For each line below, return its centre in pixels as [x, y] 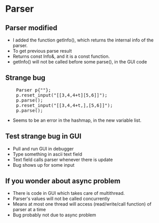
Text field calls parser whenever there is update [63, 160]
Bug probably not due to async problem [54, 215]
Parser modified [31, 28]
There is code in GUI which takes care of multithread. [69, 193]
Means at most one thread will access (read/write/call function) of [82, 204]
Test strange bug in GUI [43, 136]
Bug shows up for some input [44, 165]
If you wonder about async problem [63, 181]
